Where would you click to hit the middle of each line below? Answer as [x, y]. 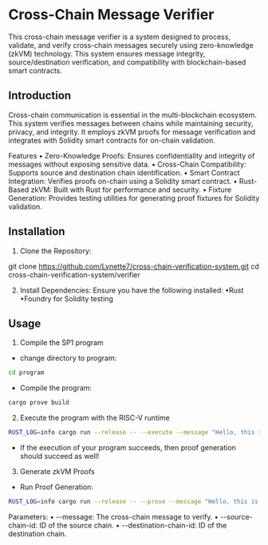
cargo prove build [39, 403]
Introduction [40, 96]
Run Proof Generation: [57, 487]
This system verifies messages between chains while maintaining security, [131, 123]
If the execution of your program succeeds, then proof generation [128, 447]
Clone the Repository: [55, 251]
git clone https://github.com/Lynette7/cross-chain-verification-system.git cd [134, 266]
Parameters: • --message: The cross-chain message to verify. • [114, 516]
